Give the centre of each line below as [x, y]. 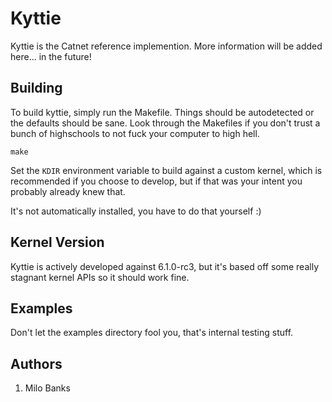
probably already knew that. [68, 191]
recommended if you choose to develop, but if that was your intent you [156, 181]
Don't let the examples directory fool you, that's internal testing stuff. [152, 333]
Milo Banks [47, 388]
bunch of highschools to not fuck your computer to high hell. [135, 133]
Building [36, 88]
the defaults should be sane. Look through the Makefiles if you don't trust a [165, 123]
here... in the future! [51, 56]
